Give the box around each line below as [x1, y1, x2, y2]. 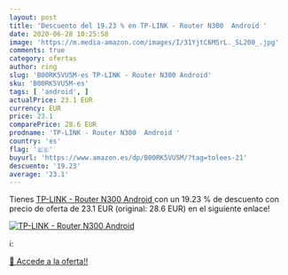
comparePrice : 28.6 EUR [9, 121, 97, 130]
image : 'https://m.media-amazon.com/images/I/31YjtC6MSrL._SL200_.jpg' [9, 37, 279, 47]
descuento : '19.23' [9, 161, 82, 170]
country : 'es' [9, 137, 62, 145]
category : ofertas [9, 54, 77, 63]
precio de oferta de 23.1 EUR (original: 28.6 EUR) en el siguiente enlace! [9, 203, 270, 214]
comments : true [9, 46, 66, 55]
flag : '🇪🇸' [9, 145, 53, 153]
